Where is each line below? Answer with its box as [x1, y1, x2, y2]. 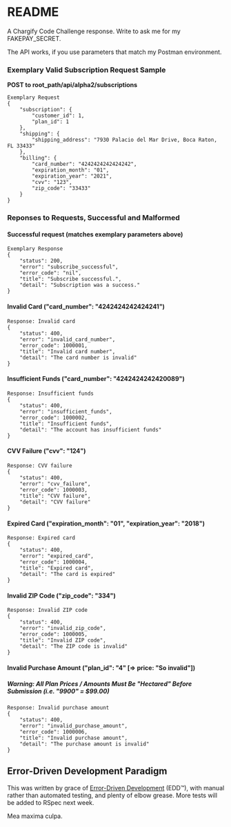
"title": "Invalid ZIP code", [19, 637, 107, 644]
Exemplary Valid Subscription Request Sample [7, 65, 166, 75]
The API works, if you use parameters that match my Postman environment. [7, 48, 222, 56]
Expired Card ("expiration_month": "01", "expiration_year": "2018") [7, 519, 205, 528]
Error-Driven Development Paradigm [7, 765, 168, 777]
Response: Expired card [7, 535, 76, 541]
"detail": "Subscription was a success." [19, 281, 140, 289]
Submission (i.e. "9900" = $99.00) [7, 687, 110, 695]
